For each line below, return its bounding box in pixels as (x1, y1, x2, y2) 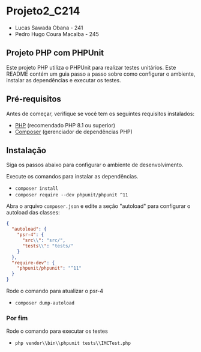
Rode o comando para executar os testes (6, 327, 108, 335)
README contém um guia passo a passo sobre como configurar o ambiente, (6, 70, 196, 77)
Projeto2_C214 (6, 4, 80, 18)
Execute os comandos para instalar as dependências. (6, 173, 139, 180)
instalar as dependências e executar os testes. (6, 76, 121, 83)
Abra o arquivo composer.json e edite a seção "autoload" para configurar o (6, 202, 191, 210)
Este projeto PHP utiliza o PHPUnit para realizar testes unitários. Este (6, 64, 176, 71)
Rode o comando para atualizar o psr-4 (6, 287, 104, 294)
